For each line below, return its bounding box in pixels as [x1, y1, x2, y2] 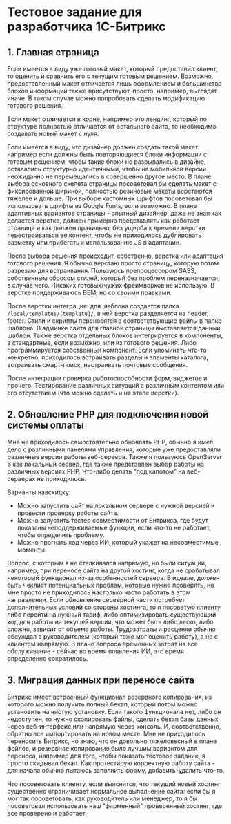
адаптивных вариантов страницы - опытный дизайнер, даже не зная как [7, 209, 222, 217]
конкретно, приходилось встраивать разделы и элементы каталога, [7, 353, 209, 362]
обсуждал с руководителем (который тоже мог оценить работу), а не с [7, 632, 219, 640]
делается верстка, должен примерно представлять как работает [7, 216, 200, 225]
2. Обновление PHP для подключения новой [7, 409, 209, 420]
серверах [7, 474, 36, 483]
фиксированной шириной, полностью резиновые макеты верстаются [7, 187, 212, 195]
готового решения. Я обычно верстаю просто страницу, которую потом [7, 259, 219, 267]
